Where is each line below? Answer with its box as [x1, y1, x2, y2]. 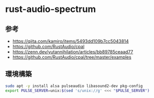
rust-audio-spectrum [5, 3, 96, 15]
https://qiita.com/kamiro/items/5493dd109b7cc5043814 [12, 38, 129, 44]
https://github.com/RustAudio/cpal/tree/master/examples [12, 54, 132, 60]
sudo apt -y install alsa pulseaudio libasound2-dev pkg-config [5, 83, 143, 88]
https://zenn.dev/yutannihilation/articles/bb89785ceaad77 [12, 49, 133, 54]
